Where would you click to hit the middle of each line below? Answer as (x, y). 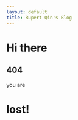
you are (16, 85)
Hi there (27, 48)
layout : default (27, 12)
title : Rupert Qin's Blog (39, 18)
